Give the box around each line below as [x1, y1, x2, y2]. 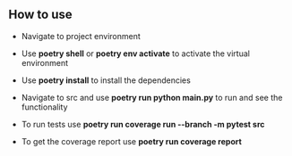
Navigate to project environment [21, 30, 141, 41]
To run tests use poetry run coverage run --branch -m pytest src [21, 119, 265, 129]
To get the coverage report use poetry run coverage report [21, 135, 243, 146]
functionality [21, 102, 68, 112]
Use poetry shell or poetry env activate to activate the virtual [21, 48, 250, 59]
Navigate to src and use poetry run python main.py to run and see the [21, 92, 283, 103]
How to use [8, 7, 73, 22]
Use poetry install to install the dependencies [21, 75, 192, 86]
